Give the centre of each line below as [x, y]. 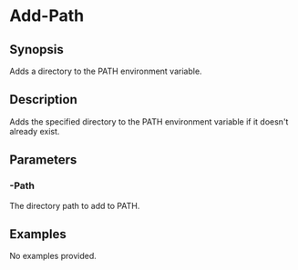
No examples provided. [53, 256]
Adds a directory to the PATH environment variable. [106, 71]
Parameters [43, 160]
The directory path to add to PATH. [75, 205]
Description [43, 100]
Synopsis [36, 50]
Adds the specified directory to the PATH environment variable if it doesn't [149, 121]
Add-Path [47, 16]
